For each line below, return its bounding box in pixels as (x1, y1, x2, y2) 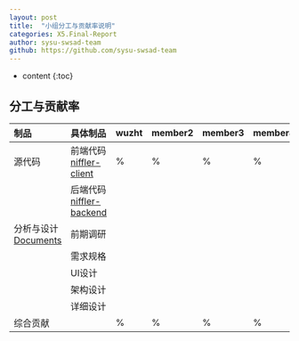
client (70, 166, 93, 179)
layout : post (9, 12, 58, 22)
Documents (13, 233, 62, 246)
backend (70, 206, 108, 218)
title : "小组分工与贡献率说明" (9, 21, 116, 30)
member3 (201, 126, 245, 139)
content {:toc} (21, 70, 74, 81)
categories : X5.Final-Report (9, 29, 117, 38)
